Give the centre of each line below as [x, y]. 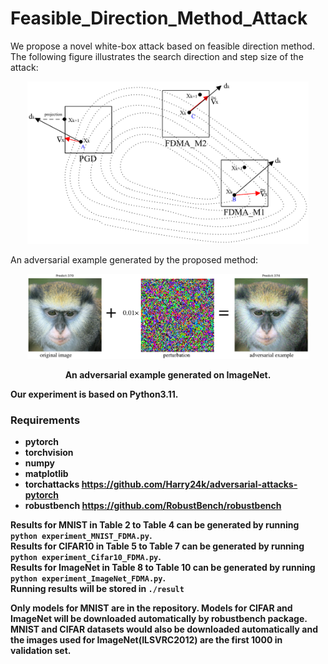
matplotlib [46, 474]
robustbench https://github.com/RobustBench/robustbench [153, 506]
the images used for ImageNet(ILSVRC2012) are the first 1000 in [146, 640]
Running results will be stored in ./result [97, 589]
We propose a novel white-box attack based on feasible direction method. [162, 46]
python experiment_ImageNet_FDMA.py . [88, 578]
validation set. [41, 651]
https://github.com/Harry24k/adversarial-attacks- [189, 484]
